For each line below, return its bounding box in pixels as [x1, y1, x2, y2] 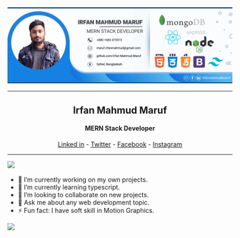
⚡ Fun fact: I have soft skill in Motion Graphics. [17, 206, 155, 214]
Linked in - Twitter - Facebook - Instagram [57, 139, 183, 149]
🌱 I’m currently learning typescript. [17, 182, 120, 192]
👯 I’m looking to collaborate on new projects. [17, 190, 149, 199]
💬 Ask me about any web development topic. [17, 198, 150, 207]
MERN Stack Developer [84, 124, 156, 133]
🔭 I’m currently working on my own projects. [17, 175, 148, 184]
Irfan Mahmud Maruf [72, 104, 168, 116]
